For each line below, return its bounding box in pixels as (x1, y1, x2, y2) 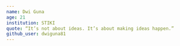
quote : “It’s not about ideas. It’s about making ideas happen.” (6, 25, 174, 32)
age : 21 (6, 14, 26, 20)
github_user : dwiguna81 (6, 31, 66, 37)
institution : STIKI (6, 20, 56, 26)
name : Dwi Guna (6, 8, 45, 15)
